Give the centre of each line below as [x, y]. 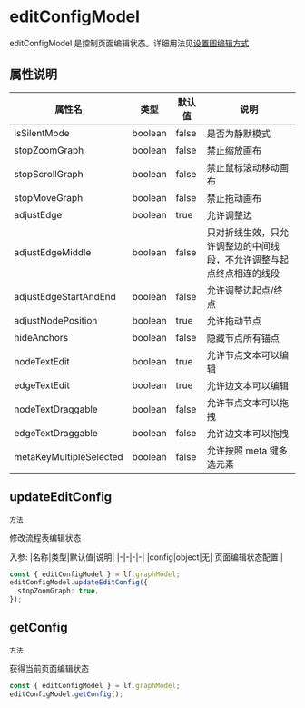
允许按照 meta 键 [243, 450]
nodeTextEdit [42, 361]
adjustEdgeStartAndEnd [65, 296]
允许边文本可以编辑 [247, 385]
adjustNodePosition [56, 320]
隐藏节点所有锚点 [243, 338]
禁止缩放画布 [234, 150]
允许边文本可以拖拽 [247, 434]
